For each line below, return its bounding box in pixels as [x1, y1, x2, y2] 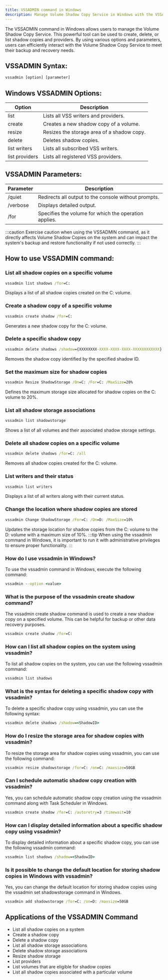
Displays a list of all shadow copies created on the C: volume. [5, 290, 131, 296]
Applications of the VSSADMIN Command [5, 913, 138, 922]
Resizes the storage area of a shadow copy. [43, 129, 146, 136]
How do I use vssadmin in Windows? [5, 555, 96, 562]
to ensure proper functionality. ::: [5, 542, 73, 548]
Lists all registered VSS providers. [43, 153, 122, 160]
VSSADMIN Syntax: [5, 61, 67, 70]
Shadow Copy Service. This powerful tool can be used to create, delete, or [5, 31, 159, 37]
